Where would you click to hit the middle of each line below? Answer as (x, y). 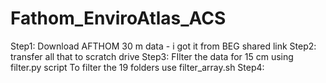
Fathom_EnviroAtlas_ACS (118, 18)
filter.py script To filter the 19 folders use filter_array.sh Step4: (137, 67)
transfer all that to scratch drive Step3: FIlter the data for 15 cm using (152, 56)
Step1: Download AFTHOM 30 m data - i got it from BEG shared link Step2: (163, 46)
